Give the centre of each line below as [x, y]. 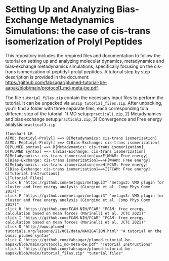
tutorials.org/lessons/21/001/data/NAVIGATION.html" [62, 231]
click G [13, 240]
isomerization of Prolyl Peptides [74, 42]
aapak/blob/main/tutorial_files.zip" [45, 253]
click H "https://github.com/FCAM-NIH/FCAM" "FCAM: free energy [74, 209]
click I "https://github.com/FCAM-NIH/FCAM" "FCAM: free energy [74, 218]
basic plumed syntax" [28, 235]
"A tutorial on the [141, 231]
